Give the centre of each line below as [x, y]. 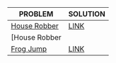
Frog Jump [29, 49]
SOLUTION [87, 14]
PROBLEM [36, 14]
